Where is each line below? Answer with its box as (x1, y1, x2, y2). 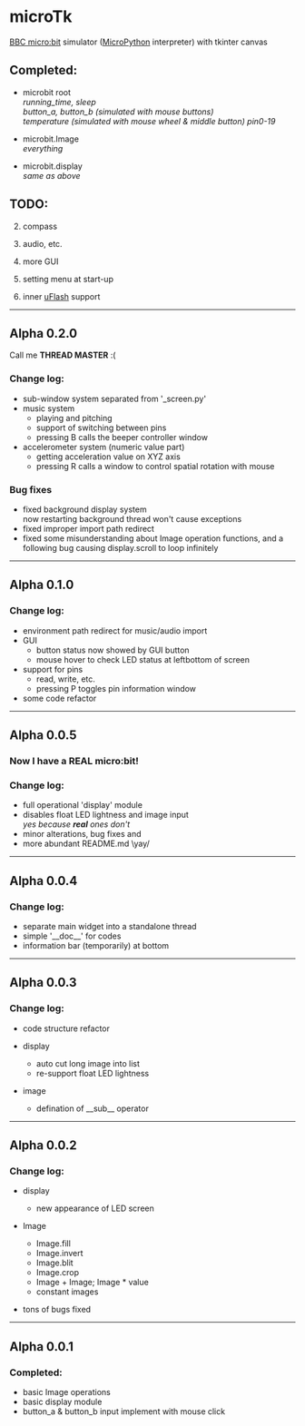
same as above (22, 170, 81, 181)
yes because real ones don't (22, 819, 130, 830)
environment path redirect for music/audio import (22, 624, 208, 636)
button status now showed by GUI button (35, 644, 190, 655)
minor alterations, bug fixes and (22, 829, 142, 840)
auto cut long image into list (35, 1057, 141, 1068)
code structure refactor (22, 1023, 111, 1034)
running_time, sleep (22, 96, 97, 107)
